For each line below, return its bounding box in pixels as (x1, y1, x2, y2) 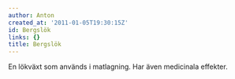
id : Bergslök (8, 26, 51, 34)
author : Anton (8, 11, 55, 20)
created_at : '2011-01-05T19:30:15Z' (8, 19, 129, 27)
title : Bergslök (8, 41, 62, 48)
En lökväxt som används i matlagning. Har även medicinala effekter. (8, 62, 228, 71)
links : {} (8, 33, 41, 41)
